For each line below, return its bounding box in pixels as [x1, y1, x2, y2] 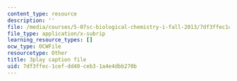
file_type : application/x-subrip [7, 30, 106, 37]
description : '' [7, 17, 55, 24]
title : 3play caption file [7, 56, 87, 63]
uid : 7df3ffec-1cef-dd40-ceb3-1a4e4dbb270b [7, 63, 138, 70]
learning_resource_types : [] [7, 37, 93, 44]
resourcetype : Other [7, 50, 68, 57]
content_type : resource [7, 10, 78, 18]
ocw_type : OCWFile [7, 43, 61, 50]
